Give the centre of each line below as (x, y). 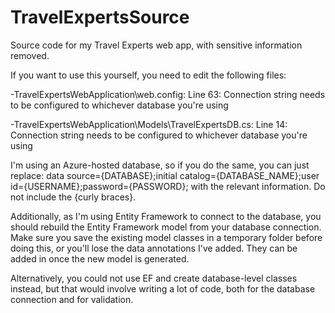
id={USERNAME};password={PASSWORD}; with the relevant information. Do (168, 186)
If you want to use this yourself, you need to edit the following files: (148, 75)
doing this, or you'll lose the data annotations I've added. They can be (154, 248)
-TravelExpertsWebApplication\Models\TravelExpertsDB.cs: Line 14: (149, 124)
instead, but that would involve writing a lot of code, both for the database (163, 288)
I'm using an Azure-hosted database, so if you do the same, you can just (160, 165)
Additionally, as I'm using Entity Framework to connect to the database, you (166, 216)
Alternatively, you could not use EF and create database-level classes (154, 278)
